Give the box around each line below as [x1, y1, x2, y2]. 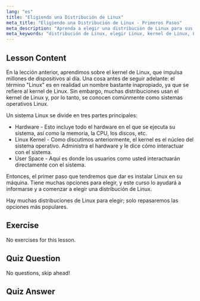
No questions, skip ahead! [6, 269, 70, 277]
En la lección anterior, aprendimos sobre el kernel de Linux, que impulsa [6, 68, 183, 76]
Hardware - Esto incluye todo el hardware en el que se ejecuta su [14, 123, 176, 130]
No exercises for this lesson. [6, 236, 76, 243]
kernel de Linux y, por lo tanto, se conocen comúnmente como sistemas [6, 93, 183, 101]
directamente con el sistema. [14, 161, 86, 168]
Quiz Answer [6, 286, 55, 296]
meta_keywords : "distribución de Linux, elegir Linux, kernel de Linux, [6, 31, 190, 37]
